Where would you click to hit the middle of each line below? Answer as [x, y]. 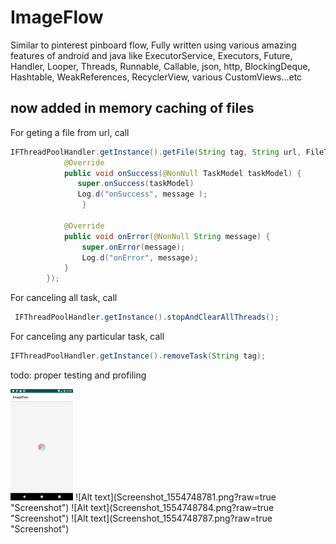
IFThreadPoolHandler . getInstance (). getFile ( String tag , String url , [156, 152]
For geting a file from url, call [70, 132]
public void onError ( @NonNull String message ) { [167, 236]
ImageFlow [57, 17]
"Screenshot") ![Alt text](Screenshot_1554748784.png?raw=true [142, 507]
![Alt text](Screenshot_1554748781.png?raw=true [175, 497]
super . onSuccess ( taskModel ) [136, 184]
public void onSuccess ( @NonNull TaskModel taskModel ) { [182, 173]
